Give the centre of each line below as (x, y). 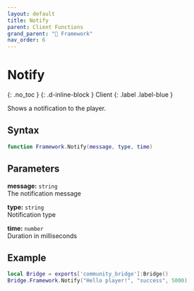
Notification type (32, 214)
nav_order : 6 (26, 40)
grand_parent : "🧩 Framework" (50, 34)
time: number (25, 228)
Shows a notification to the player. (57, 108)
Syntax (23, 130)
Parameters (34, 169)
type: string (26, 207)
